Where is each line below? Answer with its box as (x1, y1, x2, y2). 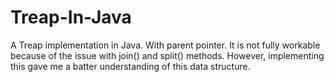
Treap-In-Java (10, 6, 132, 29)
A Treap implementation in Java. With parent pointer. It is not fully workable (10, 39, 321, 51)
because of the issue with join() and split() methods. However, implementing (10, 49, 325, 61)
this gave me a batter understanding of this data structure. (10, 60, 251, 72)
